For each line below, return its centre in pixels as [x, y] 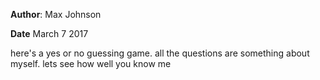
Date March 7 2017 [49, 33]
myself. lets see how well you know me [91, 63]
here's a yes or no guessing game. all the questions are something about [160, 53]
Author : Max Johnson [56, 14]
